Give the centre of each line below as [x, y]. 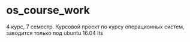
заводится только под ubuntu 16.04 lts [55, 33]
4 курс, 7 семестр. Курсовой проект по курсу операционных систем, [95, 27]
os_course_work [48, 10]
